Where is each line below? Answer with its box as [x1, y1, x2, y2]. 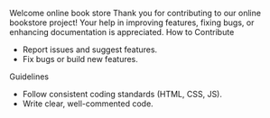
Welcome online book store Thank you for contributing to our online [9, 8, 262, 18]
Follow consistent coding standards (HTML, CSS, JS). [22, 89, 223, 99]
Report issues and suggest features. [22, 44, 158, 55]
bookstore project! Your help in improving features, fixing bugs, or [9, 17, 255, 28]
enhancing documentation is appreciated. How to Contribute [9, 27, 235, 37]
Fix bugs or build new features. [22, 54, 138, 64]
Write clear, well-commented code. [22, 98, 154, 109]
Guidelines [9, 71, 50, 82]
